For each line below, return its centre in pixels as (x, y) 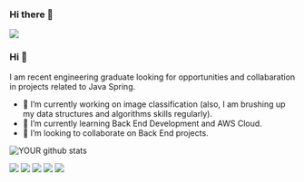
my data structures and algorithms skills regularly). (118, 113)
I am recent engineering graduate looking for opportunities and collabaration (152, 77)
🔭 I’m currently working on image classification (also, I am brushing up (154, 104)
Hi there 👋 (32, 14)
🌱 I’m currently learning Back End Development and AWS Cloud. (142, 123)
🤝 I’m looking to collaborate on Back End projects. (115, 133)
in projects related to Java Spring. (73, 86)
